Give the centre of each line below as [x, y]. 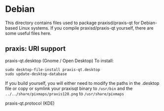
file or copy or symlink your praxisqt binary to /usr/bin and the [69, 88]
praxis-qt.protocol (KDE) [30, 103]
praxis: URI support [35, 49]
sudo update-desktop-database [36, 74]
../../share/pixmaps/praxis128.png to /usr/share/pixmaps [65, 93]
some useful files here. [28, 33]
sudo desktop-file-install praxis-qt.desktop [52, 70]
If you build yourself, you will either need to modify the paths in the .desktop [82, 83]
